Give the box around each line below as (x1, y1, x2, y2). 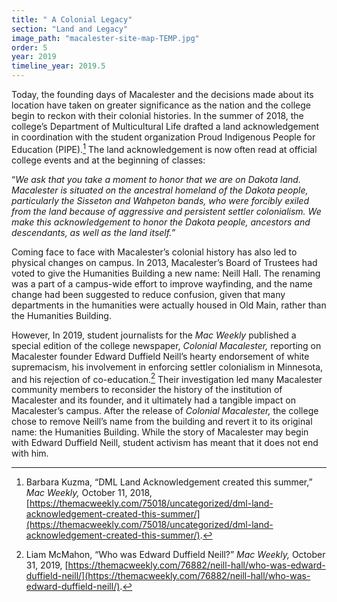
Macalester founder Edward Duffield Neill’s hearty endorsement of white (11, 350, 310, 362)
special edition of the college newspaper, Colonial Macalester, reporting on (11, 339, 322, 351)
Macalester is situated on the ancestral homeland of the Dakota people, (11, 184, 309, 196)
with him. (11, 447, 49, 460)
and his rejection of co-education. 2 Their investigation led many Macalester (11, 371, 323, 385)
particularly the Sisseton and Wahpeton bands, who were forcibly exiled (11, 194, 309, 206)
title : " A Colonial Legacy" (11, 14, 133, 25)
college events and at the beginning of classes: (11, 154, 206, 166)
